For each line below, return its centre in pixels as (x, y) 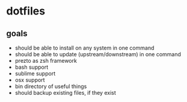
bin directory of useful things (51, 86)
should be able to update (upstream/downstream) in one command (98, 54)
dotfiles (26, 11)
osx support (30, 80)
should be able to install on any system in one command (84, 48)
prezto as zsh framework (46, 61)
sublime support (35, 73)
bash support (32, 67)
